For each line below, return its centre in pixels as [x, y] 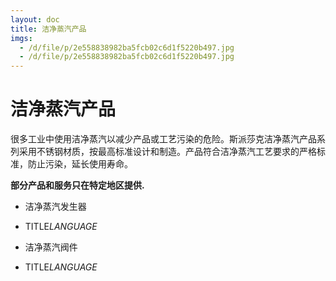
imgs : [21, 38]
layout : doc [35, 19]
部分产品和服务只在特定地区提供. [77, 185]
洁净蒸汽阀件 [51, 247]
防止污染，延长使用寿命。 [80, 164]
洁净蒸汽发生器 [55, 207]
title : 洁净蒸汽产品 [48, 29]
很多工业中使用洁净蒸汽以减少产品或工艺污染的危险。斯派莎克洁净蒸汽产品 [163, 139]
